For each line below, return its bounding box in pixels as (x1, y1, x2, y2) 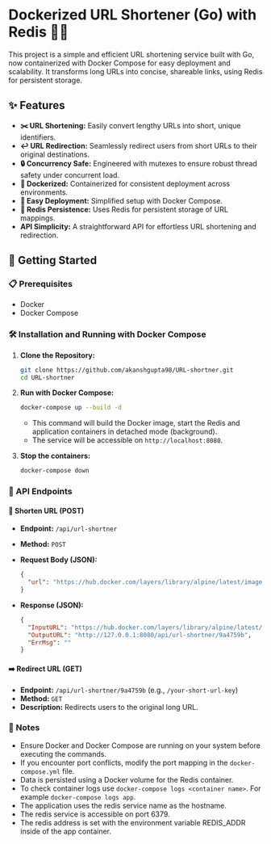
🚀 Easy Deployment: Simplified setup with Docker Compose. (19, 195, 223, 205)
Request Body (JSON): (19, 555, 98, 565)
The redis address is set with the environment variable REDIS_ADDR (19, 817, 246, 827)
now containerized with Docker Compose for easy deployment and (8, 58, 231, 68)
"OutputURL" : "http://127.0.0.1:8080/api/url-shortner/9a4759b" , (27, 631, 252, 639)
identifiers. (19, 132, 56, 142)
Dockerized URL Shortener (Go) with (8, 6, 256, 24)
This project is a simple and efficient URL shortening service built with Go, (8, 49, 255, 59)
